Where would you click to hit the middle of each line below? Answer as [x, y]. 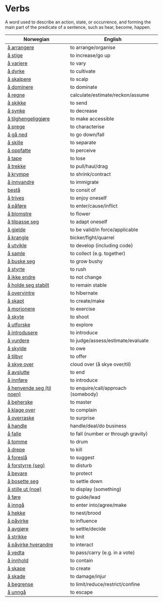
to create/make [87, 301]
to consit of [83, 190]
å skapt [16, 301]
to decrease [84, 111]
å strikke [17, 537]
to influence [84, 521]
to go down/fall [87, 135]
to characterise [87, 126]
